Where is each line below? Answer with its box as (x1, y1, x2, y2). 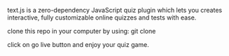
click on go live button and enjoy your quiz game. (7, 41, 149, 48)
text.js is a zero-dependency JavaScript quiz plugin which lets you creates (7, 6, 223, 14)
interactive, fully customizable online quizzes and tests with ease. (7, 13, 197, 22)
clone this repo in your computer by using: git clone (7, 27, 156, 35)
